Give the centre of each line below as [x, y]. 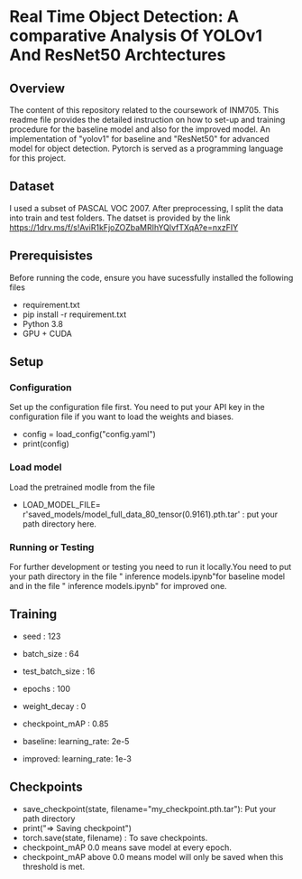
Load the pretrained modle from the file [82, 487]
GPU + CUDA [47, 333]
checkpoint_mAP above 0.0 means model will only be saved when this [153, 856]
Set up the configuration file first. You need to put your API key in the [137, 407]
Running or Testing [52, 547]
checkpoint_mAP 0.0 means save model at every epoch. [127, 847]
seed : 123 [41, 636]
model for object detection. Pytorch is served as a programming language [146, 148]
